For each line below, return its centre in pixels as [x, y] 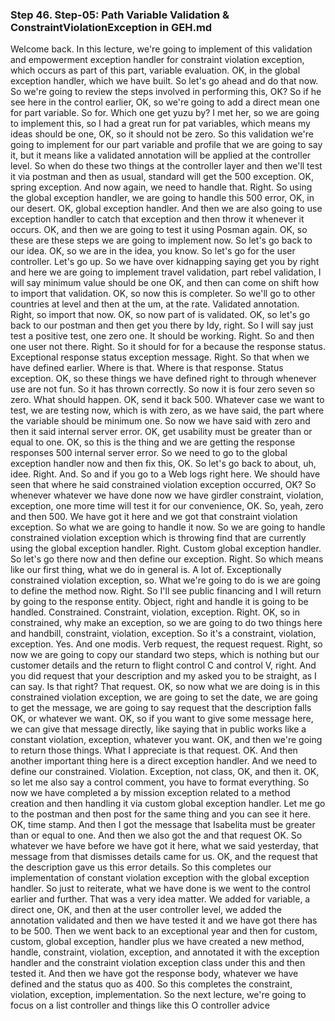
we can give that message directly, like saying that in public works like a [158, 729]
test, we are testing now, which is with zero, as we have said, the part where [167, 410]
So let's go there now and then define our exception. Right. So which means [167, 559]
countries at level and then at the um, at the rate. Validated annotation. [155, 304]
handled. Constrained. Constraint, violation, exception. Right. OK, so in [155, 612]
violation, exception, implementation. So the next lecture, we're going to [158, 995]
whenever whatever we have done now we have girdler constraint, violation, [167, 495]
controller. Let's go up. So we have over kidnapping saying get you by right [165, 262]
